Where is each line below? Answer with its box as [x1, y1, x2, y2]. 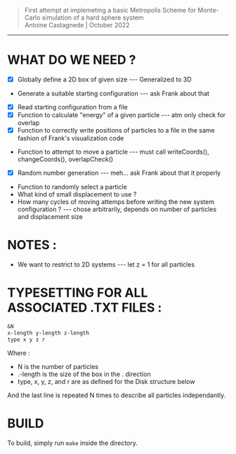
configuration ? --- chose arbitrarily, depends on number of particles [17, 205, 217, 213]
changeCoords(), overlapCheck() [17, 155, 114, 163]
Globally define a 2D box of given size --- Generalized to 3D [17, 75, 192, 84]
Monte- [197, 6, 219, 14]
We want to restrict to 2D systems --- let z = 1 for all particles [17, 260, 195, 269]
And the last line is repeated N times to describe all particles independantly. [7, 391, 226, 399]
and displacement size [17, 213, 83, 221]
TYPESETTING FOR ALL [7, 285, 148, 301]
